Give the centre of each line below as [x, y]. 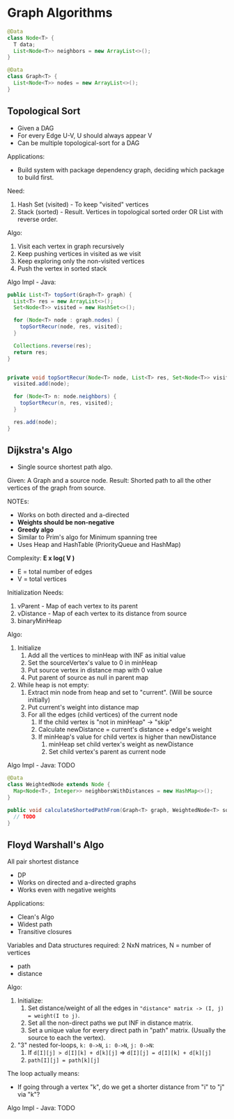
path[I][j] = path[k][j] [64, 1061]
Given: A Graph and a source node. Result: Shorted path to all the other [109, 481]
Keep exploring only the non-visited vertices [81, 261]
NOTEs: [18, 502]
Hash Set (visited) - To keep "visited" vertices [83, 204]
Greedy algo [36, 530]
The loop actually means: [44, 1074]
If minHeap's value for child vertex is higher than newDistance [127, 737]
